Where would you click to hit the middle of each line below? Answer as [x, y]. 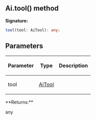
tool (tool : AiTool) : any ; [33, 30]
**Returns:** [19, 102]
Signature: [17, 20]
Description [74, 65]
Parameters [24, 46]
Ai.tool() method [32, 8]
